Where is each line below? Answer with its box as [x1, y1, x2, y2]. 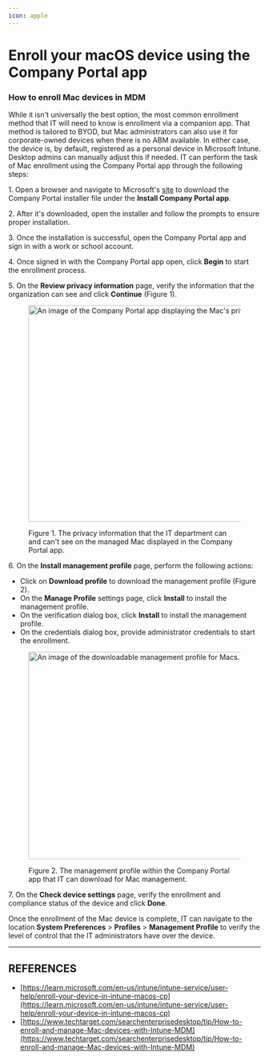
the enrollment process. [8, 266, 86, 275]
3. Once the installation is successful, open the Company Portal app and [8, 233, 247, 242]
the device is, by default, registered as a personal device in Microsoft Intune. [8, 144, 261, 154]
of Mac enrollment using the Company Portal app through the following [8, 161, 243, 170]
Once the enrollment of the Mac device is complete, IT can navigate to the [8, 914, 253, 924]
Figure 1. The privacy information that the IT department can [28, 529, 227, 538]
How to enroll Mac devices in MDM [8, 91, 146, 102]
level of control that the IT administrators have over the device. [8, 931, 215, 941]
